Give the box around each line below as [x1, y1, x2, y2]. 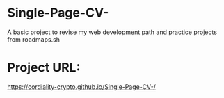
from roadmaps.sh [7, 35, 61, 43]
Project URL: [7, 60, 81, 76]
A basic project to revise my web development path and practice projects [7, 28, 218, 36]
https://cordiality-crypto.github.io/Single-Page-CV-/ [7, 82, 157, 91]
